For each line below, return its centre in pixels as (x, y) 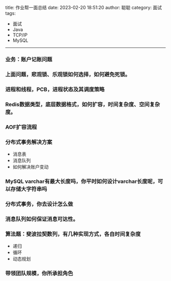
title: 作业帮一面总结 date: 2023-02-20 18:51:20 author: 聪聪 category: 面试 (83, 7)
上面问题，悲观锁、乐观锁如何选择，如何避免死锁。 (68, 74)
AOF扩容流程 (21, 127)
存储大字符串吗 (29, 189)
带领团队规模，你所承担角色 (39, 273)
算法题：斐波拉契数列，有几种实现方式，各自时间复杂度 (73, 234)
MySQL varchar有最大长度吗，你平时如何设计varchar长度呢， (82, 181)
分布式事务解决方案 (29, 142)
